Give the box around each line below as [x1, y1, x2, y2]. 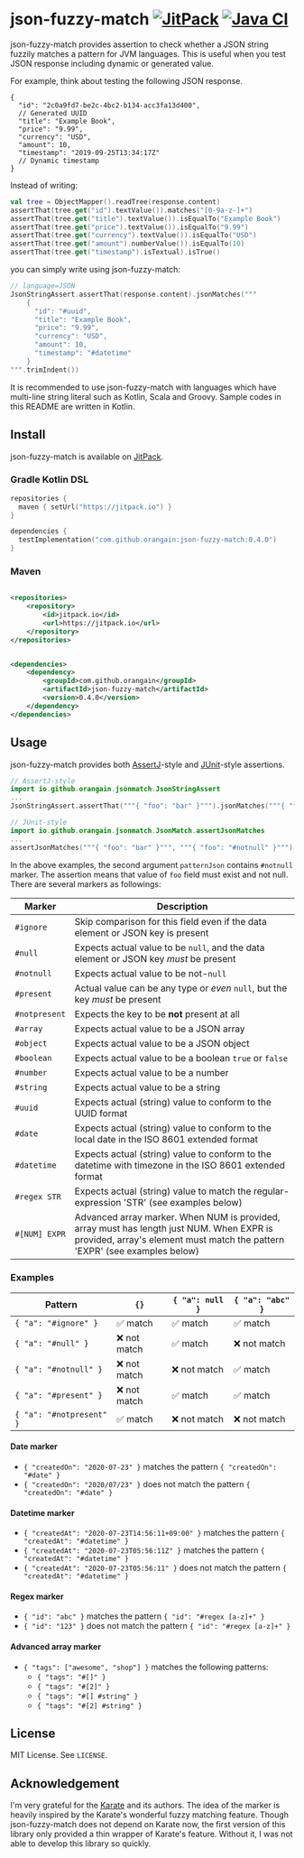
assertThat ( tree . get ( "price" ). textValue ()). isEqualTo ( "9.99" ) [10, 222, 249, 232]
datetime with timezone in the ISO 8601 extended [74, 1159, 286, 1171]
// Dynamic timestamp [18, 156, 100, 165]
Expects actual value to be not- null [74, 966, 227, 979]
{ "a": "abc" [234, 1295, 290, 1305]
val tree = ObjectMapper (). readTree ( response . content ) [10, 197, 221, 207]
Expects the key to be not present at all [74, 1007, 240, 1020]
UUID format [74, 1106, 128, 1119]
